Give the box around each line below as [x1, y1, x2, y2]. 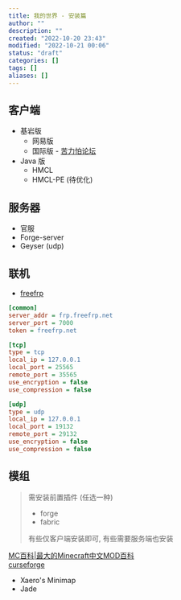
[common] [8, 304, 38, 312]
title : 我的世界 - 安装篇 [8, 11, 87, 20]
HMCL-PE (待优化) [31, 175, 93, 185]
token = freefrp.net [8, 327, 78, 335]
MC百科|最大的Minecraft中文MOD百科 [8, 550, 134, 560]
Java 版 [19, 156, 46, 166]
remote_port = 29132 [8, 430, 78, 438]
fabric [39, 516, 60, 527]
